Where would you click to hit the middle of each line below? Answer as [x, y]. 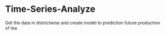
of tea [11, 28]
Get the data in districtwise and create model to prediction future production [83, 23]
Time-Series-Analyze [50, 9]
